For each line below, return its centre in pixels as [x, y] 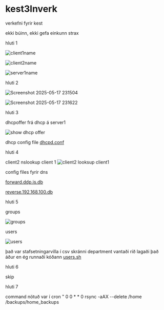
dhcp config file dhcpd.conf [35, 142]
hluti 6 [12, 266]
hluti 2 [12, 82]
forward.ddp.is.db [24, 182]
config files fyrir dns [27, 172]
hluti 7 [12, 286]
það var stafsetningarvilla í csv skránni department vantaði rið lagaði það [82, 251]
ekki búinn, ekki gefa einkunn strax [42, 33]
